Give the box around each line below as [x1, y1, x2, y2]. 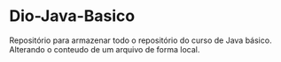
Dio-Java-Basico [9, 6, 136, 26]
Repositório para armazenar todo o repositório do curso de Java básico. [9, 35, 272, 45]
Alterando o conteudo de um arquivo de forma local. [9, 44, 200, 54]
